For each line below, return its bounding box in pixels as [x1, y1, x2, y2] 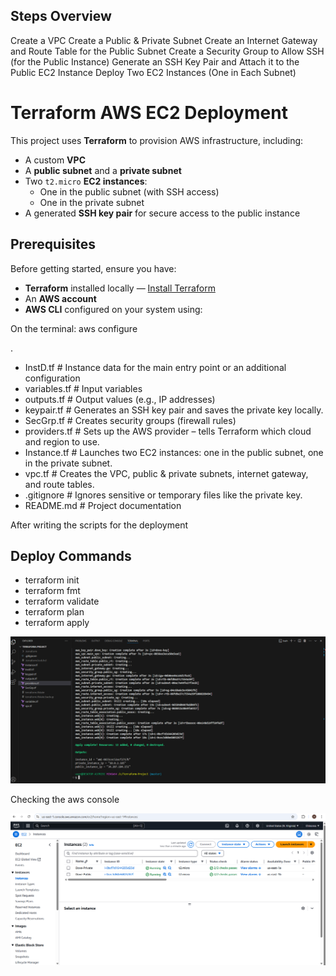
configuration [24, 372, 81, 384]
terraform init [24, 574, 80, 586]
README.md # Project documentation [24, 499, 182, 511]
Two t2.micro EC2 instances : [24, 175, 148, 187]
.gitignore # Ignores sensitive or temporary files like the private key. [24, 489, 303, 501]
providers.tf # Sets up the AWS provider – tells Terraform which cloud [24, 425, 312, 437]
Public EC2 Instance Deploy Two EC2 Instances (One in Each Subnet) [10, 66, 297, 78]
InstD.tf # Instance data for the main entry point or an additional [24, 361, 287, 373]
